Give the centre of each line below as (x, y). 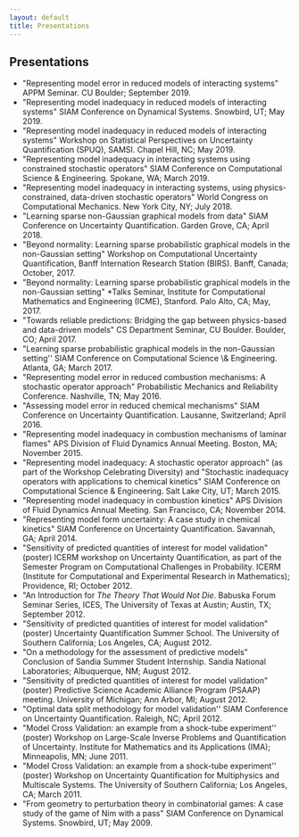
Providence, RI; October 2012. (77, 586)
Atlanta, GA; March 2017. (67, 368)
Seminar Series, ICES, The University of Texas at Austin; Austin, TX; (147, 605)
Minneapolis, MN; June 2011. (75, 757)
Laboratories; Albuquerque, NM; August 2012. (107, 671)
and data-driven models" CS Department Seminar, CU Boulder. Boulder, (154, 330)
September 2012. (54, 614)
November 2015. (52, 453)
